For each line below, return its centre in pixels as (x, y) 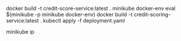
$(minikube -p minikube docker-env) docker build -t (69, 14)
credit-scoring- (152, 14)
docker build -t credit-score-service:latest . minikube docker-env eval (91, 8)
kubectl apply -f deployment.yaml (84, 20)
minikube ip (20, 32)
